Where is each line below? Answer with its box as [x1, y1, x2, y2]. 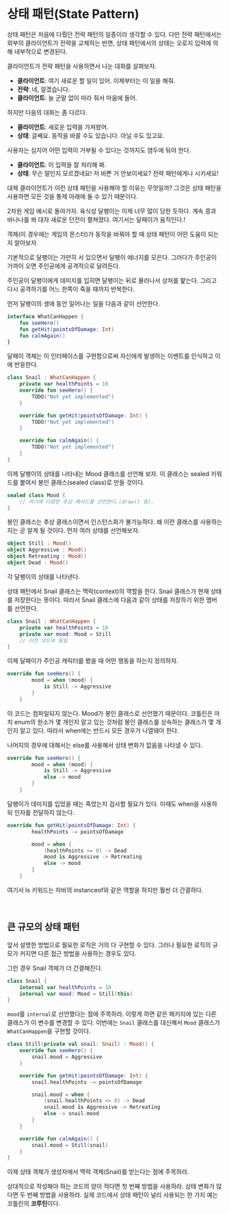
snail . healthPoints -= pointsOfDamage [31, 1078, 142, 1086]
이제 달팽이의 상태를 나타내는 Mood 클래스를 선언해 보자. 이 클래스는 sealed [7, 469, 210, 477]
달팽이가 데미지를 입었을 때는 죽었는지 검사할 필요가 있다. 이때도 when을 [7, 800, 200, 808]
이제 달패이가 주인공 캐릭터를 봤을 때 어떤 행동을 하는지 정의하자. [7, 656, 179, 665]
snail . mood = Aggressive [31, 1054, 103, 1060]
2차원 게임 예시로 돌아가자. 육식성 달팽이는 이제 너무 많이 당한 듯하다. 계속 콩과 [7, 206, 217, 215]
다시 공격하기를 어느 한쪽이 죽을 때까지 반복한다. [7, 285, 135, 293]
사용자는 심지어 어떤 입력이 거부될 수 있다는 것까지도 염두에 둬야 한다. [7, 145, 191, 154]
